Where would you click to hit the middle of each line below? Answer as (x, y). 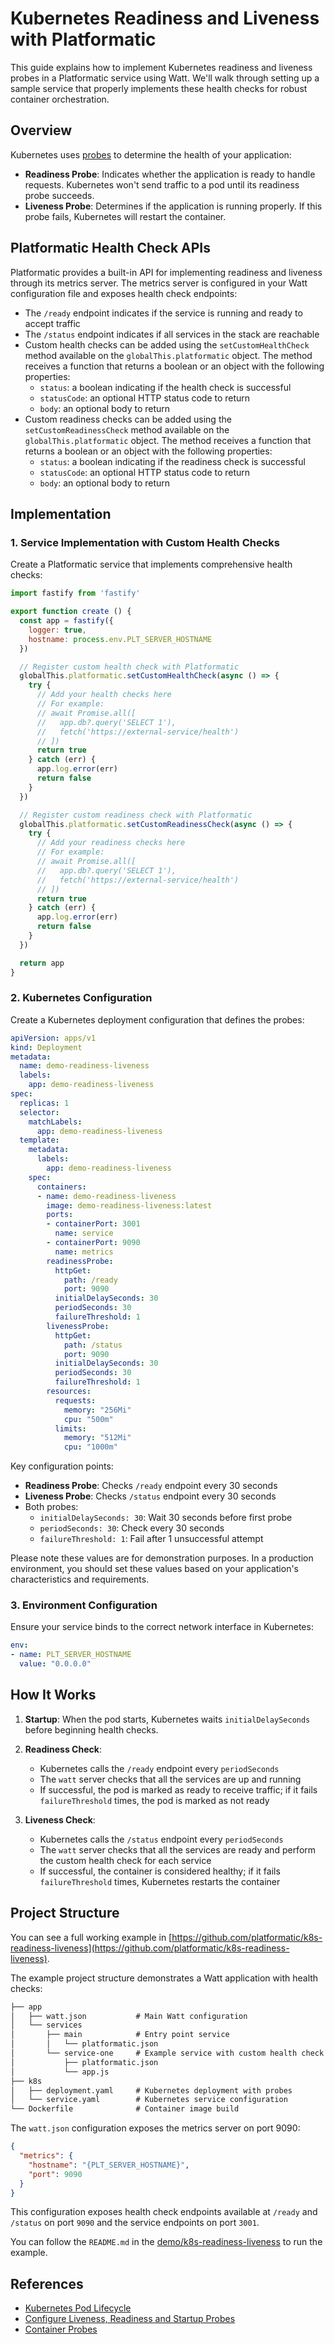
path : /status (93, 1345)
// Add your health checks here (104, 695)
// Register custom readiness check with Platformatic (136, 815)
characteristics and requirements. (80, 1579)
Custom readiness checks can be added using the (128, 419)
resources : (69, 1392)
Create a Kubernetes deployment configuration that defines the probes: (157, 1019)
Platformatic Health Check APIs (111, 248)
